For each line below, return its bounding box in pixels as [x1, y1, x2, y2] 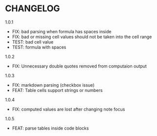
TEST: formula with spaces [12, 44, 67, 50]
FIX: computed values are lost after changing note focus [12, 106, 125, 112]
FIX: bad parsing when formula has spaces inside [12, 28, 112, 34]
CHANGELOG [5, 3, 60, 14]
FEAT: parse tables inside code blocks [12, 125, 89, 131]
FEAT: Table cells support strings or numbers [12, 87, 103, 93]
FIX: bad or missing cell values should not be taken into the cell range [12, 34, 152, 40]
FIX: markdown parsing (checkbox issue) [12, 82, 95, 88]
